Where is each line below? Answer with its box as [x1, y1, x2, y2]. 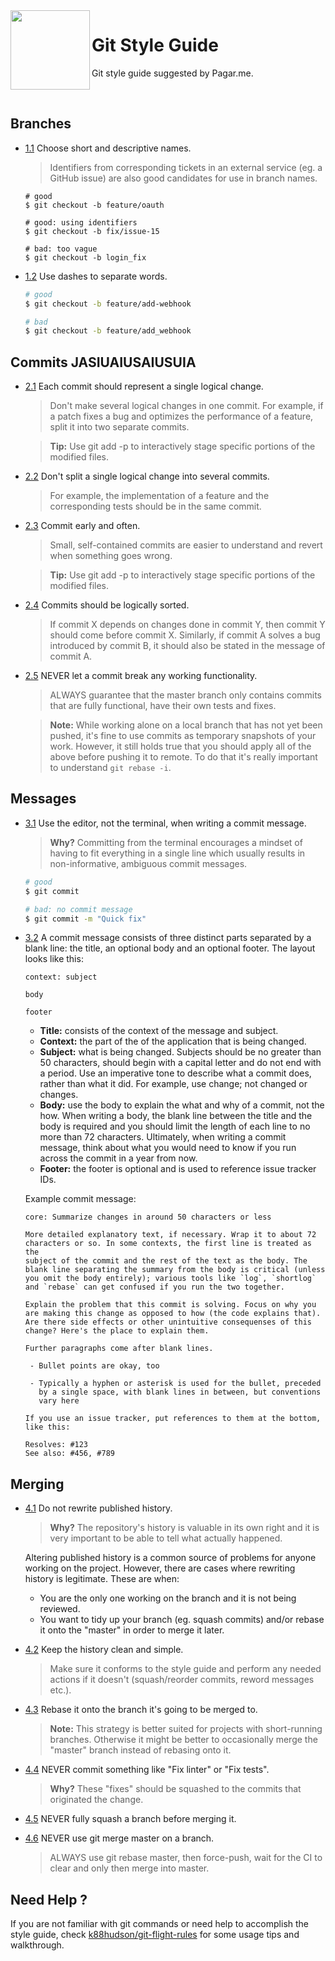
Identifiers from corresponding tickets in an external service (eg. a [49, 161, 323, 173]
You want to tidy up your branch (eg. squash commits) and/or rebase [39, 1614, 325, 1626]
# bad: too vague [24, 244, 98, 254]
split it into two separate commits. [49, 421, 190, 433]
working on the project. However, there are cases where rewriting [24, 1562, 296, 1574]
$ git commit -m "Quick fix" [24, 914, 147, 924]
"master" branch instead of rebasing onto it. [49, 1744, 232, 1756]
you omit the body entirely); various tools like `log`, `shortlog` [24, 1274, 317, 1284]
